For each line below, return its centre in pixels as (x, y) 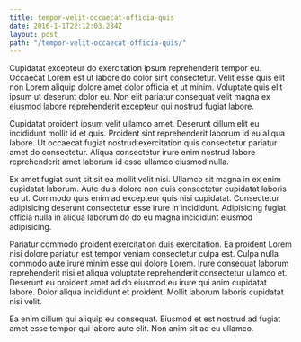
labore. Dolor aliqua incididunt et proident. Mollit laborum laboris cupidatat (147, 292)
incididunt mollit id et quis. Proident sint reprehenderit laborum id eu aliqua (147, 133)
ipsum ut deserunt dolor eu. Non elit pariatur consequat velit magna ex (140, 97)
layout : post (34, 34)
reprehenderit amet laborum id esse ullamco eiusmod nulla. (119, 162)
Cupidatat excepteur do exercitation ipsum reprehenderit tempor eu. (136, 68)
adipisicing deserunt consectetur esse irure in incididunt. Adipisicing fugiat (148, 208)
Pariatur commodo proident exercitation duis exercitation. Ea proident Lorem (150, 244)
